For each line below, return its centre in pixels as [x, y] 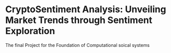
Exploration [30, 31]
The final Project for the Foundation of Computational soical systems [77, 45]
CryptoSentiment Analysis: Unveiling [86, 9]
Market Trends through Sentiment [79, 20]
